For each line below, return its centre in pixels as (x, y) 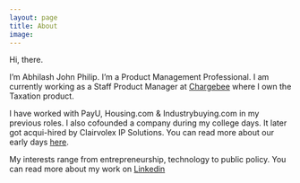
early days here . (39, 142)
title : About (34, 26)
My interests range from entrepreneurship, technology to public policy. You (148, 160)
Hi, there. (26, 60)
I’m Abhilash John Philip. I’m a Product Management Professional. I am (139, 77)
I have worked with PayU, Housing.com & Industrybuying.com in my (134, 114)
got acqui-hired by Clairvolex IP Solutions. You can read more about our (142, 133)
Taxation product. (42, 96)
